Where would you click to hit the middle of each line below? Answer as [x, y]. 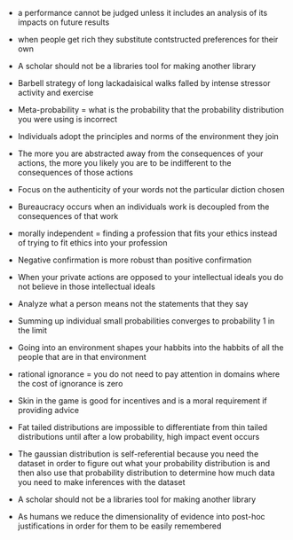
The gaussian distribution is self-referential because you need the [138, 454]
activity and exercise [55, 93]
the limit [32, 330]
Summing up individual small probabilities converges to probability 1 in [146, 321]
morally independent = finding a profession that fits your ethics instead [147, 233]
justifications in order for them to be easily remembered [119, 526]
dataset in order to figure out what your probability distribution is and [144, 463]
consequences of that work [68, 216]
